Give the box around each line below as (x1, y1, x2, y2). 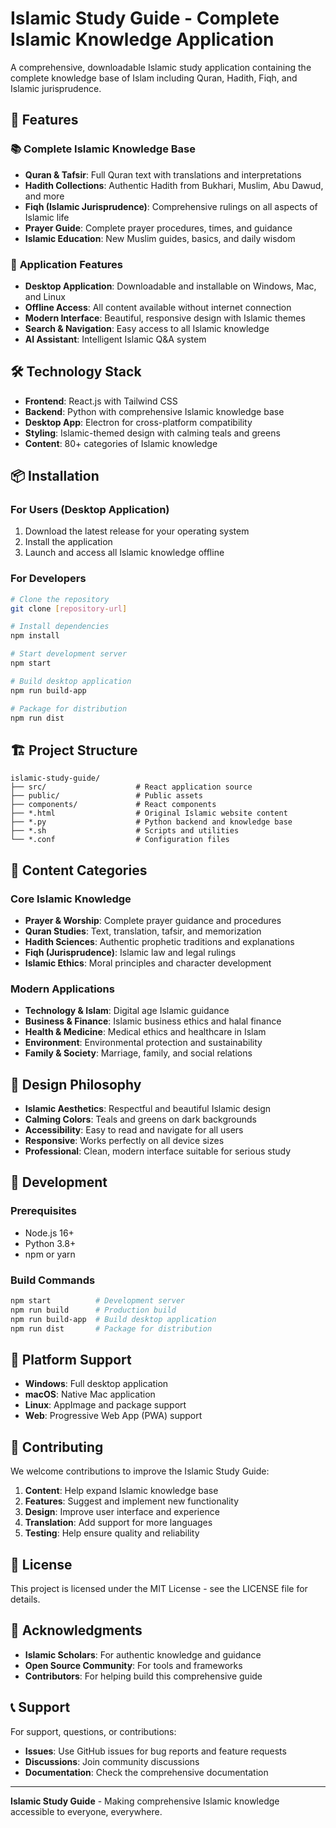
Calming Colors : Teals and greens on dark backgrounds (24, 1113, 257, 1126)
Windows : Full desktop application (24, 1378, 169, 1390)
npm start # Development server (10, 1296, 186, 1306)
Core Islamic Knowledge (10, 892, 132, 906)
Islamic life (24, 211, 70, 223)
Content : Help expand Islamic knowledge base (24, 1485, 219, 1497)
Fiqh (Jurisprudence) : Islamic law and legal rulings (24, 946, 237, 958)
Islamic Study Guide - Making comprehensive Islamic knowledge (10, 1795, 280, 1807)
